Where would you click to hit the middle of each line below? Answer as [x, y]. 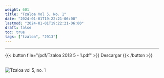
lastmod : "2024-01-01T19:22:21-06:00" [44, 23]
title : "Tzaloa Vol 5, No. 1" [36, 14]
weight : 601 [17, 10]
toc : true [15, 32]
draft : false [18, 28]
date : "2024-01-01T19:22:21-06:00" [41, 19]
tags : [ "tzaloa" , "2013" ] [31, 37]
